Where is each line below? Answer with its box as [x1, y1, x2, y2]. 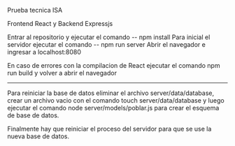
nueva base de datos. [7, 132, 70, 140]
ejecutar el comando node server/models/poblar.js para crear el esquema [7, 104, 220, 112]
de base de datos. [7, 111, 59, 119]
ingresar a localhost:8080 [7, 48, 82, 56]
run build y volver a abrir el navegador [7, 69, 117, 77]
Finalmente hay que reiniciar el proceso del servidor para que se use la [7, 125, 212, 133]
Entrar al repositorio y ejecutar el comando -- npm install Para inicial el [7, 33, 211, 41]
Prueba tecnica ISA [7, 6, 63, 14]
